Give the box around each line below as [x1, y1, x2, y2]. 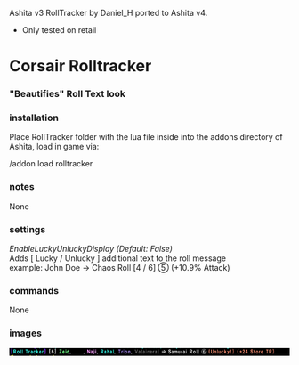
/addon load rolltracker [9, 158, 93, 169]
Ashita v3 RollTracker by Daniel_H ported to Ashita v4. [9, 8, 208, 18]
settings [9, 223, 46, 235]
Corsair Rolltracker [9, 56, 152, 77]
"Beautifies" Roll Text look [9, 88, 126, 101]
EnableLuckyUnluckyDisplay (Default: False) [9, 244, 174, 254]
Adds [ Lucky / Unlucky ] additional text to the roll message [9, 253, 227, 264]
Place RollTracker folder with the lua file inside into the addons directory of [9, 132, 283, 142]
